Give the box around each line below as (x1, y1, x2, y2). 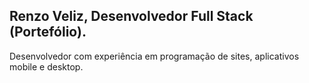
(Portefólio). (9, 24, 87, 41)
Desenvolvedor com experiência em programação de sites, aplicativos (9, 50, 300, 62)
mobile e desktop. (9, 60, 84, 73)
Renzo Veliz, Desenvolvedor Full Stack (9, 8, 254, 25)
